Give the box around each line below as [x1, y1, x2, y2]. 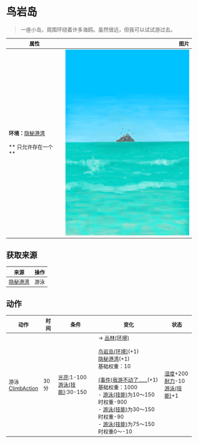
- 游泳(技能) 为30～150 [98, 406, 155, 413]
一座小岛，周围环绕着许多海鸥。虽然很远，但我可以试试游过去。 [20, 26, 176, 33]
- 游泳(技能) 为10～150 [98, 391, 155, 398]
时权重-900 [98, 399, 128, 406]
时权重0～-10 [98, 428, 133, 435]
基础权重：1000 [98, 384, 138, 391]
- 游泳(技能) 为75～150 [98, 421, 155, 428]
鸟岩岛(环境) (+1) [98, 348, 139, 355]
